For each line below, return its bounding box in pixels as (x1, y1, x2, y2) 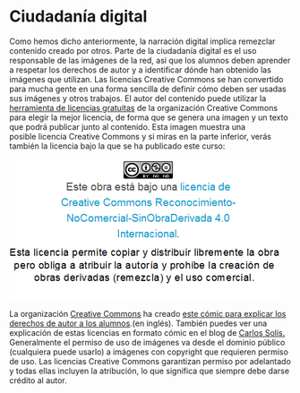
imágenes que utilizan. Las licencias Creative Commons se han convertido (9, 73, 284, 84)
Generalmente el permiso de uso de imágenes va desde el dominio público (9, 337, 286, 347)
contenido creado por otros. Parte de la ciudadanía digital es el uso (9, 45, 257, 56)
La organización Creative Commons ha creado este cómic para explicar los (9, 308, 287, 319)
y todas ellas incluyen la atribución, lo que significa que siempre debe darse (9, 365, 289, 376)
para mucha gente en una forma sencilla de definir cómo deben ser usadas (9, 83, 287, 94)
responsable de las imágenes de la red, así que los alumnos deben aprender (9, 55, 291, 65)
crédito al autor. (9, 374, 67, 386)
